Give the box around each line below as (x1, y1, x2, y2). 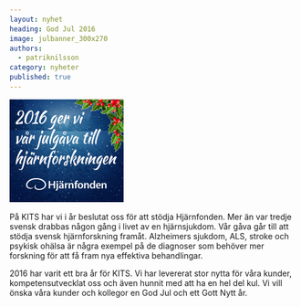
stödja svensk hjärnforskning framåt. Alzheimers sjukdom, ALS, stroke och (9, 230, 289, 241)
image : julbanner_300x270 (9, 34, 108, 43)
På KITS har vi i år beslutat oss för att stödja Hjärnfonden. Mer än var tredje (9, 211, 292, 222)
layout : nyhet (9, 15, 64, 24)
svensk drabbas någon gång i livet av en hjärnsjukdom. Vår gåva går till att (9, 220, 289, 232)
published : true (9, 73, 71, 82)
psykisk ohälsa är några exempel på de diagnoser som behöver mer (9, 240, 265, 251)
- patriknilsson (17, 53, 79, 63)
